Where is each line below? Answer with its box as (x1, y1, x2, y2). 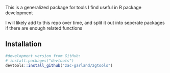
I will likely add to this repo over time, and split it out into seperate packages (5, 20, 165, 26)
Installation (5, 40, 42, 48)
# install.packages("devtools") (5, 58, 74, 63)
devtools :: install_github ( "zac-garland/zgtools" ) (5, 63, 113, 68)
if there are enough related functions (5, 25, 83, 31)
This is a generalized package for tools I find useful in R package (5, 5, 142, 10)
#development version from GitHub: (5, 53, 81, 58)
